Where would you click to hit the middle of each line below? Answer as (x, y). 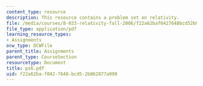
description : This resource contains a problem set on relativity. (93, 18)
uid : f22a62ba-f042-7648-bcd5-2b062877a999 (62, 74)
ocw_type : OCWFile (29, 46)
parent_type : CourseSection (42, 57)
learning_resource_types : (39, 35)
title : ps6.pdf (25, 68)
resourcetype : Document (36, 62)
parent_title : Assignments (40, 51)
